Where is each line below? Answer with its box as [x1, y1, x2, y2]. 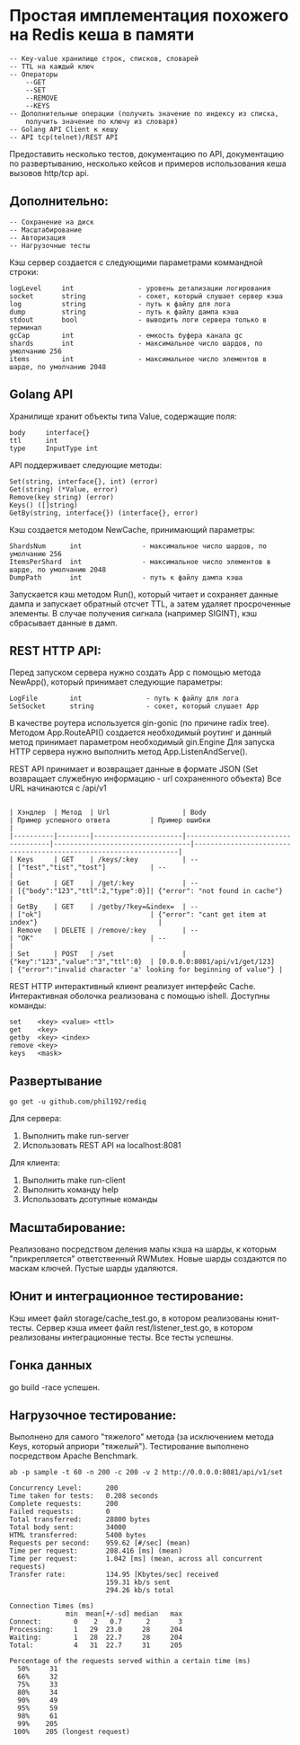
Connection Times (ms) [9, 1601, 94, 1611]
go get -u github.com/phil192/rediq [9, 1097, 146, 1106]
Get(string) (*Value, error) [9, 484, 119, 494]
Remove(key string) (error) [9, 492, 115, 501]
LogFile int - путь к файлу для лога [9, 694, 240, 704]
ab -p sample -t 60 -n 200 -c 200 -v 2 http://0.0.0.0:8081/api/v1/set [9, 1468, 283, 1477]
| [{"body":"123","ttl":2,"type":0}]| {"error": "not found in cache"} [9, 887, 283, 896]
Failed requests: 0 [9, 1507, 110, 1517]
